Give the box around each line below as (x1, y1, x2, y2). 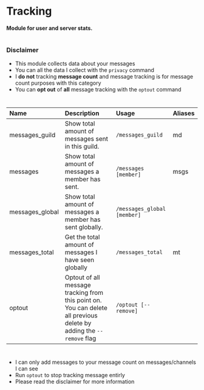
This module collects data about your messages (15, 60, 135, 67)
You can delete (64, 303, 107, 312)
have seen (64, 255, 95, 264)
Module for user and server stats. (6, 24, 93, 32)
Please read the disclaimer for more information (15, 378, 135, 385)
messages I (64, 248, 98, 257)
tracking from (64, 288, 104, 297)
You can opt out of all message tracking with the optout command (15, 85, 182, 93)
